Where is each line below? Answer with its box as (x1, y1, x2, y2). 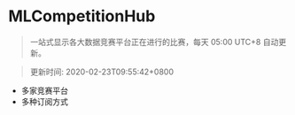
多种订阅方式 (20, 96, 68, 107)
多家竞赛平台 (20, 85, 68, 96)
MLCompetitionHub (8, 6, 156, 27)
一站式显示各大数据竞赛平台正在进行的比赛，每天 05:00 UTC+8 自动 (29, 36, 279, 47)
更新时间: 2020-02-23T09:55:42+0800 (29, 66, 175, 77)
